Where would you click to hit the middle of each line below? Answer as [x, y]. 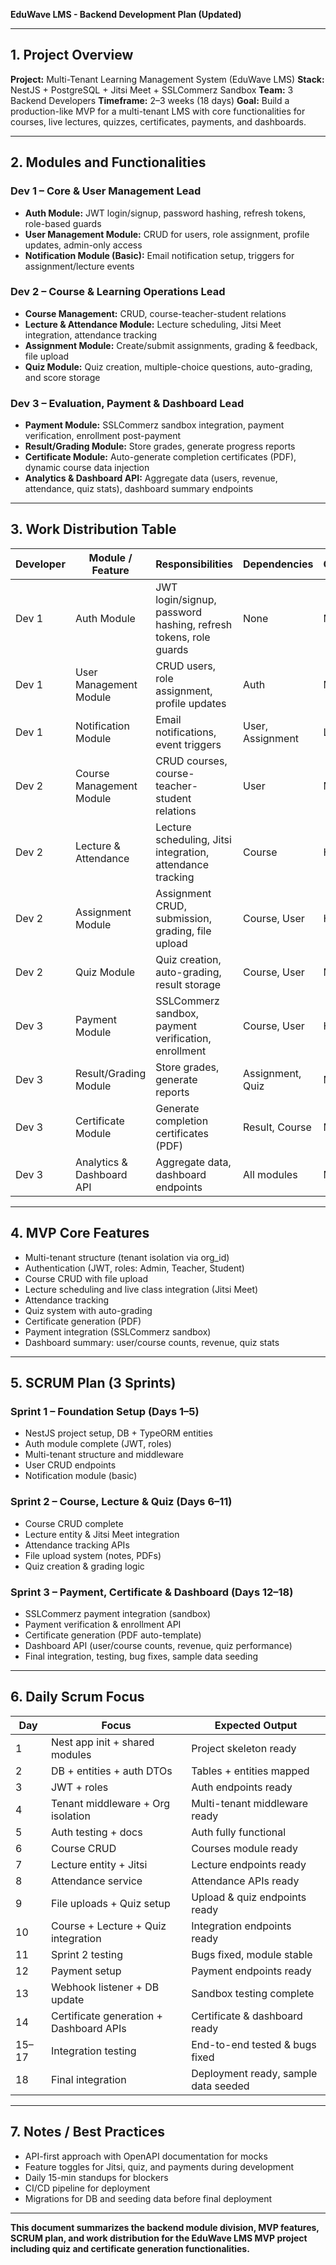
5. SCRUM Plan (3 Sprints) [93, 1383]
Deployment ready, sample [254, 2073]
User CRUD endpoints [70, 1465]
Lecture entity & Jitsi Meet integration [102, 1534]
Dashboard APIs [88, 2028]
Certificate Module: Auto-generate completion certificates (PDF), [160, 457]
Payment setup [86, 1971]
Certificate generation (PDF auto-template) [113, 1635]
